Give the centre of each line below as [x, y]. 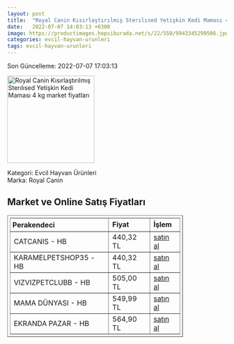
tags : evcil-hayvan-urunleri [49, 46]
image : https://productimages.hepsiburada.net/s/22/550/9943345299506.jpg [118, 33]
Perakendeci [34, 225]
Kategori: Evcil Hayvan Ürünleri [52, 173]
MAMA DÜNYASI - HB [50, 303]
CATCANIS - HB [40, 241]
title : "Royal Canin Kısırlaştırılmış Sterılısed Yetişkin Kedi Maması [115, 20]
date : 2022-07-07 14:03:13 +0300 [59, 27]
